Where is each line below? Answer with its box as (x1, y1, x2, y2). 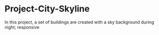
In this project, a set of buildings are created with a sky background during (4, 19, 154, 25)
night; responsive (4, 24, 40, 30)
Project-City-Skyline (4, 3, 90, 14)
